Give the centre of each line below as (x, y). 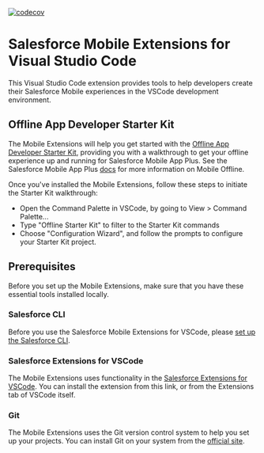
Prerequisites (42, 266)
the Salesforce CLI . (39, 340)
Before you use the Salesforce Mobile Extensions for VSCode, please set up (132, 332)
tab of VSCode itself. (42, 395)
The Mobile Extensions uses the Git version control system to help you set (129, 432)
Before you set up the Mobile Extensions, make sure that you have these (126, 286)
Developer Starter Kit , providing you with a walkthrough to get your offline (128, 152)
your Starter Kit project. (58, 242)
